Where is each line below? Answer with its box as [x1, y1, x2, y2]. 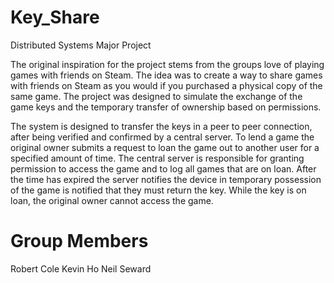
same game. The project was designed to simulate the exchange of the [10, 90, 303, 102]
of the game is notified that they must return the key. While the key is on [10, 184, 307, 196]
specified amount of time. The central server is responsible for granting [10, 152, 305, 164]
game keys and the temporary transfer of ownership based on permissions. [10, 101, 322, 113]
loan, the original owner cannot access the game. [10, 194, 214, 206]
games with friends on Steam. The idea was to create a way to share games [10, 69, 323, 81]
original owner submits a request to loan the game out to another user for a [10, 141, 320, 153]
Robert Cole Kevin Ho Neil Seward [10, 262, 152, 275]
